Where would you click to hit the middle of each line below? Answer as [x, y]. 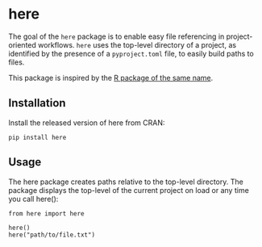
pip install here [37, 137]
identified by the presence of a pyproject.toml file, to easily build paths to [131, 53]
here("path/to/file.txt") [52, 235]
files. [17, 62]
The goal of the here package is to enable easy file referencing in [116, 36]
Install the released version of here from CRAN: [87, 123]
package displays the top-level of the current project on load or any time [129, 190]
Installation [37, 103]
